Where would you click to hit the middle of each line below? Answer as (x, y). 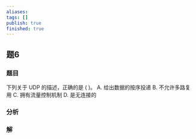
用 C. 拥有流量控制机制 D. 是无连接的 (51, 94)
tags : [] (17, 17)
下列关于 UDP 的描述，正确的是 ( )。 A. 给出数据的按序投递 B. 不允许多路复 (99, 87)
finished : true (25, 29)
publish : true (24, 23)
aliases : (17, 12)
